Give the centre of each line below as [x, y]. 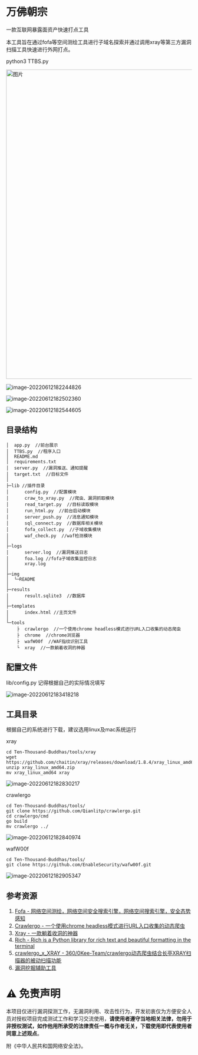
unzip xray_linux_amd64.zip [41, 768]
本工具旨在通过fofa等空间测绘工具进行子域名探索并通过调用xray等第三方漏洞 [99, 42]
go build [17, 822]
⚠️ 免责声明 [33, 994]
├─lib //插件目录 [26, 486]
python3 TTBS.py [27, 61]
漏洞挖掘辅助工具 [35, 968]
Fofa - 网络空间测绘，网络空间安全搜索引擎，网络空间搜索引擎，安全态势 [103, 911]
